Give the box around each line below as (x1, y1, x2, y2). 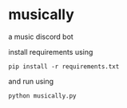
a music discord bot (8, 32, 73, 41)
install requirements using (8, 47, 93, 56)
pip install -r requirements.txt (8, 62, 120, 71)
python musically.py (8, 91, 77, 100)
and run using (8, 76, 54, 86)
